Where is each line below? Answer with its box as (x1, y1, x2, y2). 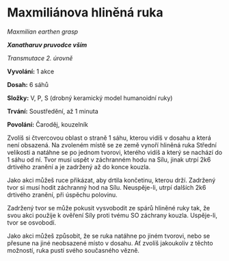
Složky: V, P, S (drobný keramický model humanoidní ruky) (7, 94, 173, 102)
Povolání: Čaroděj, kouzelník (7, 120, 89, 128)
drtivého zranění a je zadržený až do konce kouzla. (7, 162, 151, 171)
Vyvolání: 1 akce (7, 67, 55, 75)
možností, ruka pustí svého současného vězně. (7, 246, 140, 254)
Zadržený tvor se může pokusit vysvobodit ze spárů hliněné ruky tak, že (7, 203, 211, 212)
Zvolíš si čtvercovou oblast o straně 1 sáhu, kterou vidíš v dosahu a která (7, 134, 212, 142)
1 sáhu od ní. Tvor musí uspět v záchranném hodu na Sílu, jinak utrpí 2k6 (7, 156, 211, 164)
